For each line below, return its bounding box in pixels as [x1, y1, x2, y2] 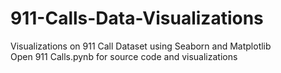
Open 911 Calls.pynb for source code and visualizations [10, 50, 238, 62]
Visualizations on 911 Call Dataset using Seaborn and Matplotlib [10, 40, 272, 52]
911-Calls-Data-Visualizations [10, 7, 264, 30]
